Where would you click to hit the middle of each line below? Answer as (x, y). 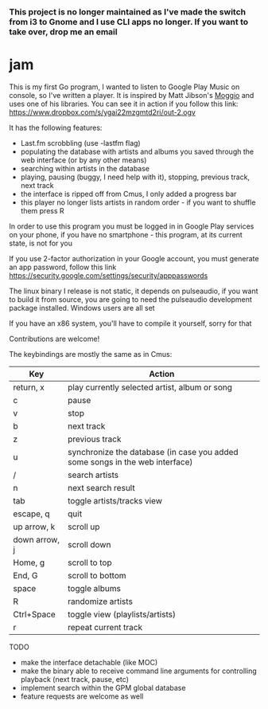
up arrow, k (34, 527)
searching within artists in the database (85, 168)
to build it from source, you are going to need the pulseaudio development (131, 299)
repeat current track (105, 627)
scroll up (84, 527)
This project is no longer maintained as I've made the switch (127, 12)
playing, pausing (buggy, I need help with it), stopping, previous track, (135, 177)
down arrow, (37, 539)
